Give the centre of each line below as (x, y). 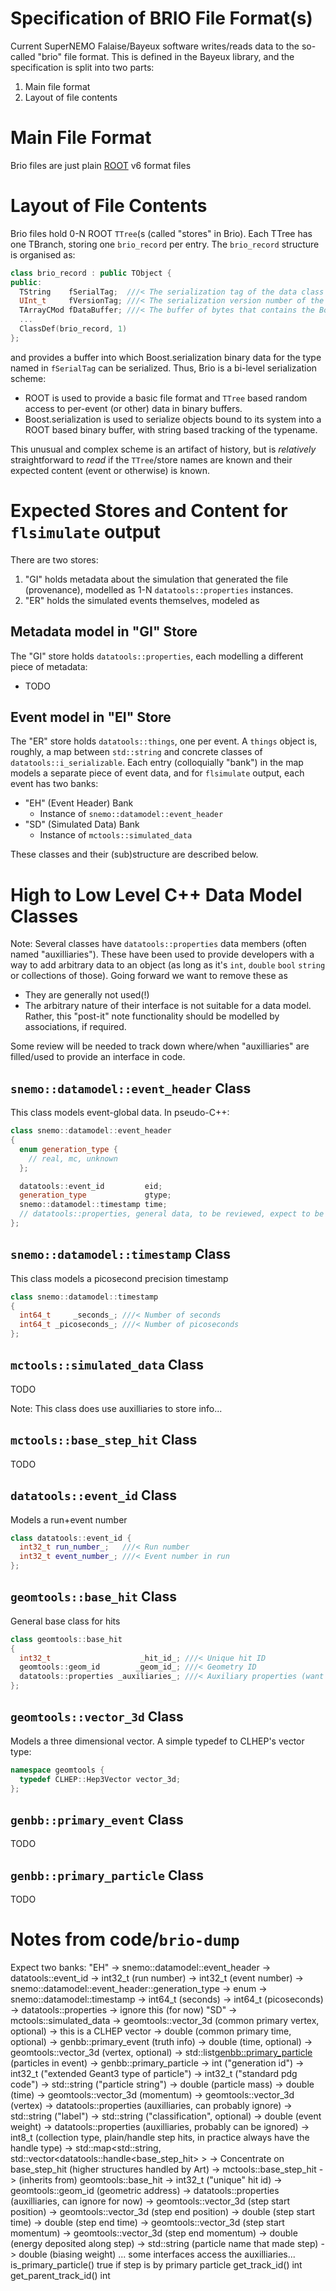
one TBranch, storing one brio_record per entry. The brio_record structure (165, 244)
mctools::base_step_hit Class (104, 1440)
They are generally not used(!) (87, 995)
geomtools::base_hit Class (94, 1597)
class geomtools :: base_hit (66, 1639)
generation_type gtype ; (95, 1195)
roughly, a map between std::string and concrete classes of (136, 752)
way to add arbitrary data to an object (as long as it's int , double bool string (168, 965)
